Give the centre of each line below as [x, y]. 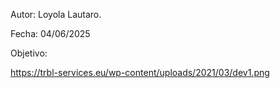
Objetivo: [29, 53]
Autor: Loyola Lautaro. [56, 14]
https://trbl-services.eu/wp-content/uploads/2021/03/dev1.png [140, 72]
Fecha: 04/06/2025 [50, 33]
